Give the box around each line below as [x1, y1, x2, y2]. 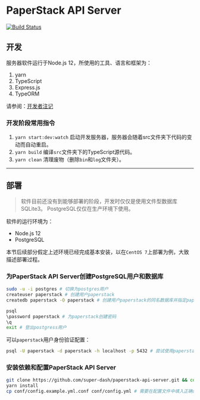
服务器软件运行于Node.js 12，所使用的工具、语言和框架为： [6, 59, 152, 66]
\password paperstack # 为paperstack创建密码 [6, 313, 117, 319]
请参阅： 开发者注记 [6, 102, 54, 109]
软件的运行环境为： [6, 217, 54, 224]
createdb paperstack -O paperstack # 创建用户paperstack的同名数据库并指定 [6, 297, 186, 303]
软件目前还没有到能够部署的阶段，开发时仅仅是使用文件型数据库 [20, 198, 177, 205]
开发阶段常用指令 [6, 119, 55, 127]
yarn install [6, 383, 39, 389]
